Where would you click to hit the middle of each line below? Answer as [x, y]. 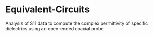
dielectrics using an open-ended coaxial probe [54, 28]
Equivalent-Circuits [48, 9]
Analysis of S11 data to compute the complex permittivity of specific [77, 23]
